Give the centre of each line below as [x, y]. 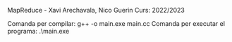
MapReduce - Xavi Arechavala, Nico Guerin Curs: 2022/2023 [96, 10]
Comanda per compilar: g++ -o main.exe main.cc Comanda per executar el [116, 23]
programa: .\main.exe [38, 31]
